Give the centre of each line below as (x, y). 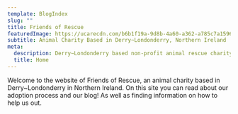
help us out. (25, 103)
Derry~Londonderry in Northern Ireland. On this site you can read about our (118, 87)
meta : (15, 47)
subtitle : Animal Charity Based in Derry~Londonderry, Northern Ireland (117, 40)
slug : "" (20, 21)
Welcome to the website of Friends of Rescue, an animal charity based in (114, 80)
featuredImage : (30, 34)
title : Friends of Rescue (45, 27)
